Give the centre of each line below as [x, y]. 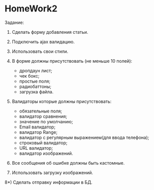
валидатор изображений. [46, 153]
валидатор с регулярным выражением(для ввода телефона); [84, 137]
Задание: [14, 22]
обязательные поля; [41, 111]
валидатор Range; [38, 132]
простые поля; [35, 81]
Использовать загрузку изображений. [52, 173]
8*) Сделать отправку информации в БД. [49, 182]
